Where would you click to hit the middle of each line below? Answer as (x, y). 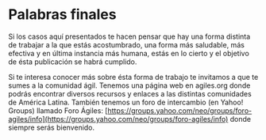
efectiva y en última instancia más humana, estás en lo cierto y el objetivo (129, 53)
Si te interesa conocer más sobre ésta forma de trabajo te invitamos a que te (133, 77)
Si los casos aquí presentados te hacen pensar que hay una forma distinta (129, 36)
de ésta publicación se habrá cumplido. (73, 62)
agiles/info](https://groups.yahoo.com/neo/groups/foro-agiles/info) (118, 119)
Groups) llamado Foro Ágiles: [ (58, 110)
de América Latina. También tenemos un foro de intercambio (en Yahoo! (126, 102)
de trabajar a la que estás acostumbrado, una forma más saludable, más (126, 44)
